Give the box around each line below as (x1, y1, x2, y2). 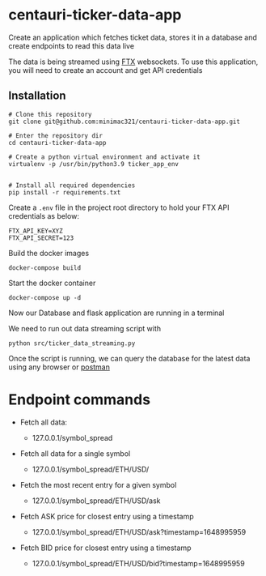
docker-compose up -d (8, 293, 82, 301)
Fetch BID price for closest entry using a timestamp (19, 543, 192, 553)
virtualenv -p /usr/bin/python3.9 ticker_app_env (8, 160, 179, 168)
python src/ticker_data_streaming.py (8, 339, 136, 348)
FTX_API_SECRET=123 (8, 233, 74, 242)
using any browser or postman (8, 362, 111, 372)
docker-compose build (8, 263, 82, 272)
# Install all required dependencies (8, 181, 136, 190)
